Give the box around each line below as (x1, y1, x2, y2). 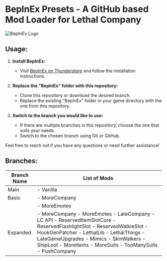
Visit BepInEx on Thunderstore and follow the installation (19, 68, 136, 74)
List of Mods (83, 174, 113, 181)
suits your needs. (19, 127, 56, 133)
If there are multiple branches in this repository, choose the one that (19, 122, 159, 128)
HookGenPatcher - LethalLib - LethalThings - (37, 229, 146, 236)
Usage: (5, 45, 28, 53)
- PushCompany (37, 248, 76, 255)
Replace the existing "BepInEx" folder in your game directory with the (19, 97, 162, 103)
